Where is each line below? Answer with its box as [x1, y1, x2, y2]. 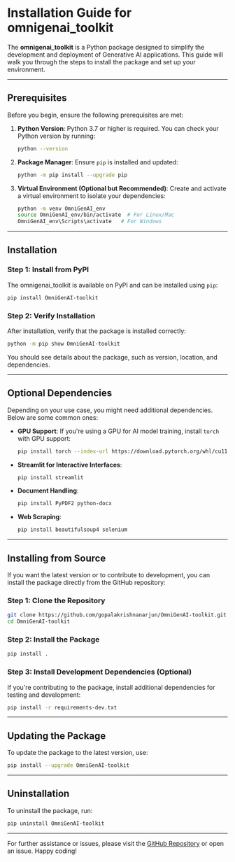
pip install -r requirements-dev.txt [7, 704, 117, 711]
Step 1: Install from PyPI [7, 264, 90, 274]
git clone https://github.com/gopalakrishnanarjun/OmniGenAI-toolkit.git [7, 612, 227, 619]
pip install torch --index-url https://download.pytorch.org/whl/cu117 [17, 448, 231, 455]
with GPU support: [17, 434, 71, 442]
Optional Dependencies [7, 387, 113, 400]
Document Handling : [17, 486, 79, 495]
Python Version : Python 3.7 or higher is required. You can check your [17, 124, 219, 132]
